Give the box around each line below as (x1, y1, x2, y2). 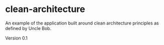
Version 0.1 (5, 35, 28, 41)
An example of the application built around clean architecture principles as (5, 20, 159, 26)
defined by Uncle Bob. (5, 25, 52, 31)
